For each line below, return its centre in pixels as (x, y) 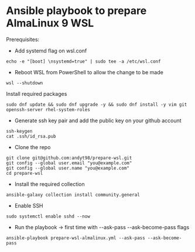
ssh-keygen (19, 131)
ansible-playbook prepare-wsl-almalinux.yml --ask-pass (76, 238)
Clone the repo (32, 147)
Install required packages (37, 94)
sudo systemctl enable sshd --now (48, 216)
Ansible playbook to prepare (76, 11)
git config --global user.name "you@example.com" (68, 168)
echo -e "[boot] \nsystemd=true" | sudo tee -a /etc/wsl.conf (83, 61)
